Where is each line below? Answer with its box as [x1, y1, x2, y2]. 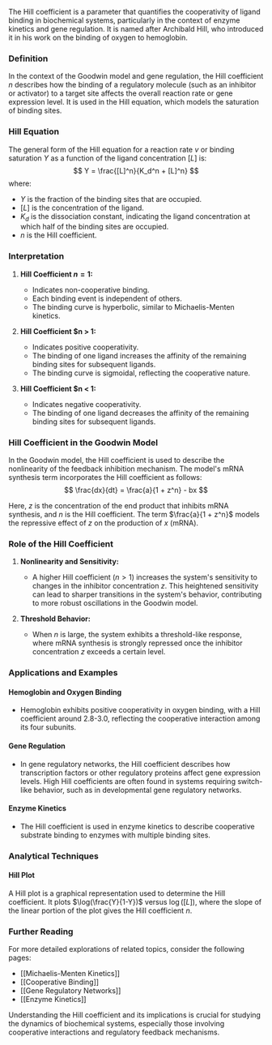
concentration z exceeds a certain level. [32, 647, 166, 657]
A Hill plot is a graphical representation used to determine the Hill [8, 888, 226, 898]
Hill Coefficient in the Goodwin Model [8, 437, 159, 448]
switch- [237, 776, 263, 786]
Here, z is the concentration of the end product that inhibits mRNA [8, 500, 229, 510]
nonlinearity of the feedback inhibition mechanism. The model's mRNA [8, 464, 244, 473]
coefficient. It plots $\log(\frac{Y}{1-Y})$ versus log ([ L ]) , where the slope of [8, 897, 262, 906]
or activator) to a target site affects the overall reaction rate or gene [8, 88, 233, 98]
